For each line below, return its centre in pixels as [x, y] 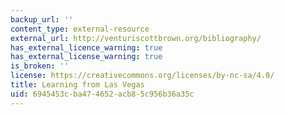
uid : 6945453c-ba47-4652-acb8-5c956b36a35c [102, 94]
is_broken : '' [40, 66]
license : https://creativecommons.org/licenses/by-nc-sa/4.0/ [142, 76]
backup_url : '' [42, 19]
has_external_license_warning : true [86, 57]
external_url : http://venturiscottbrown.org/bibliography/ [136, 38]
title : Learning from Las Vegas [77, 85]
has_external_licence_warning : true [86, 47]
